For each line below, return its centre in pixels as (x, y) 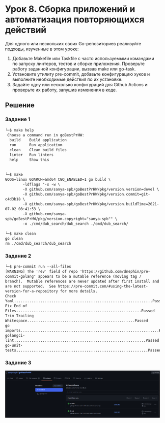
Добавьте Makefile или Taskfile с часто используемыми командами (83, 58)
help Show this (29, 160)
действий (26, 30)
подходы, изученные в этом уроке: (42, 49)
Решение (20, 105)
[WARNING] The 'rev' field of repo (41, 271)
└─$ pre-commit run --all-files (38, 266)
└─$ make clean (21, 233)
